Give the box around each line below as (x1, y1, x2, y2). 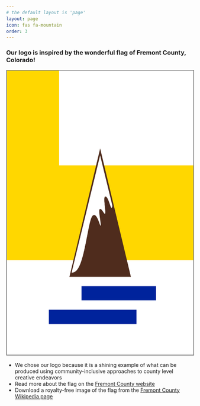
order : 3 (6, 28, 28, 34)
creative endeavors (14, 373, 62, 381)
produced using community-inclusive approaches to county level (14, 368, 173, 375)
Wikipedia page (14, 392, 53, 399)
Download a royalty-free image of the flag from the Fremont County (14, 386, 180, 394)
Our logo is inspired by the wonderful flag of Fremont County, (6, 49, 186, 57)
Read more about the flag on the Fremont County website (14, 380, 155, 387)
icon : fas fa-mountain (6, 22, 62, 28)
